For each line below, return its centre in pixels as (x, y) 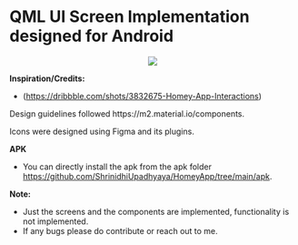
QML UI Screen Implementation (129, 17)
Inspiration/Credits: (47, 78)
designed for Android (92, 36)
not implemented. (55, 221)
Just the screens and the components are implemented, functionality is (156, 211)
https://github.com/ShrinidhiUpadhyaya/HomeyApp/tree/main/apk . (147, 176)
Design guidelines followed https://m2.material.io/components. (127, 113)
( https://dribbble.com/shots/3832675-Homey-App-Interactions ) (142, 96)
